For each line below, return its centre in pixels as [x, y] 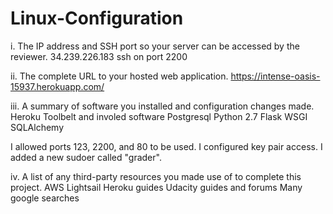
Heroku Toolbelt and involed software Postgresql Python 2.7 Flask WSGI [159, 116]
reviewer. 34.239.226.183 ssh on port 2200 [99, 56]
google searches [45, 198]
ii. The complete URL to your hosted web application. [119, 76]
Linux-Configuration [97, 18]
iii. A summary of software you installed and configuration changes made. [162, 106]
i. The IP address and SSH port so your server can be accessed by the [155, 46]
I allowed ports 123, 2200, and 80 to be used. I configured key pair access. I [166, 146]
